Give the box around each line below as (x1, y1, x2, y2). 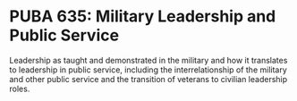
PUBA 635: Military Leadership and (9, 6, 276, 27)
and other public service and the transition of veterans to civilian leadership (9, 73, 288, 84)
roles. (9, 83, 30, 94)
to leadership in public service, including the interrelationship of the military (9, 64, 288, 75)
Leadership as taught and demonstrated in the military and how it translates (9, 55, 288, 65)
